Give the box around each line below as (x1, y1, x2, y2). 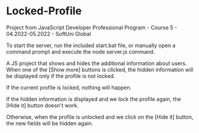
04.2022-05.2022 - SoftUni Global (6, 30, 91, 37)
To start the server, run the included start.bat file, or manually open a (6, 42, 176, 49)
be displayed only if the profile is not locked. (6, 72, 115, 79)
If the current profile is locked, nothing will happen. (6, 83, 132, 91)
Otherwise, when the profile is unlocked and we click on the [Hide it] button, (6, 113, 194, 120)
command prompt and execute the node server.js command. (6, 48, 155, 55)
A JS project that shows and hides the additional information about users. (6, 60, 187, 67)
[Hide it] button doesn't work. (6, 101, 79, 109)
